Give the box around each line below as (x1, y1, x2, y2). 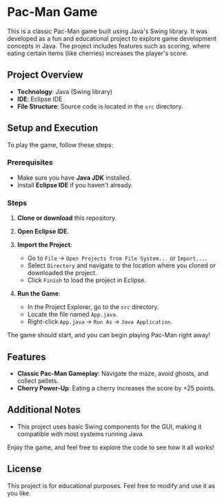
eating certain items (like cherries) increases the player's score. (7, 49, 188, 57)
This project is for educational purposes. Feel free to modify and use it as (7, 481, 216, 489)
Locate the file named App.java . (27, 310, 118, 319)
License (7, 463, 42, 475)
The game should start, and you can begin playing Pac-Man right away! (7, 331, 211, 339)
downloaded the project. (27, 269, 98, 277)
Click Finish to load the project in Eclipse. (27, 276, 147, 284)
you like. (7, 489, 31, 497)
